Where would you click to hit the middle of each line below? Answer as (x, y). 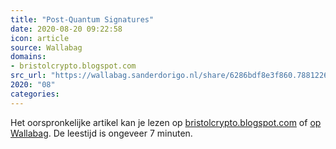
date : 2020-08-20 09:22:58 (66, 29)
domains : (28, 57)
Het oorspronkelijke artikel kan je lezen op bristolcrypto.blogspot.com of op (166, 122)
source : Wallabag (46, 47)
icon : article (40, 38)
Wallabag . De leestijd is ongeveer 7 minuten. (101, 133)
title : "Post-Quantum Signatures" (82, 19)
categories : (35, 94)
